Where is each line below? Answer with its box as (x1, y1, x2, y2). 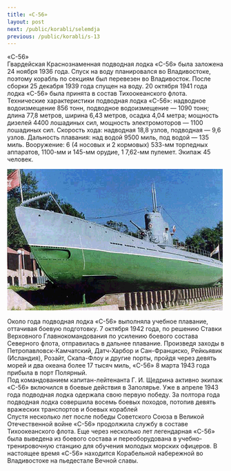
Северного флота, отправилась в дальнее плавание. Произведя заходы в (7, 339, 225, 348)
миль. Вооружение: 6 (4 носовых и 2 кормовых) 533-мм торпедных (7, 141, 208, 149)
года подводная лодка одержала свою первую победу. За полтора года (7, 390, 221, 399)
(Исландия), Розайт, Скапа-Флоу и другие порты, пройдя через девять (7, 354, 217, 362)
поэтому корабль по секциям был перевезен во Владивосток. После (7, 74, 212, 83)
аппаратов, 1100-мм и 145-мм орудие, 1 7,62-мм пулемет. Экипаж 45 (7, 148, 211, 157)
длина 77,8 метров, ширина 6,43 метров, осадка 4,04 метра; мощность (7, 111, 219, 120)
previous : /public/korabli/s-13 (7, 33, 100, 40)
